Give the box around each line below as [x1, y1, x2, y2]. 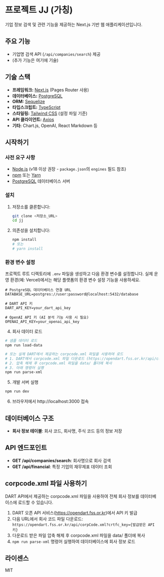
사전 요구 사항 [5, 154, 36, 161]
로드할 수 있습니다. [18, 499, 54, 505]
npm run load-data [5, 343, 42, 348]
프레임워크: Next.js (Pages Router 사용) [12, 86, 89, 93]
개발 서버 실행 [12, 379, 39, 385]
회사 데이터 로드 [12, 328, 42, 335]
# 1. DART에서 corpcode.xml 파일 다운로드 [5, 356, 84, 361]
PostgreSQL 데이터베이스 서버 [12, 178, 71, 184]
